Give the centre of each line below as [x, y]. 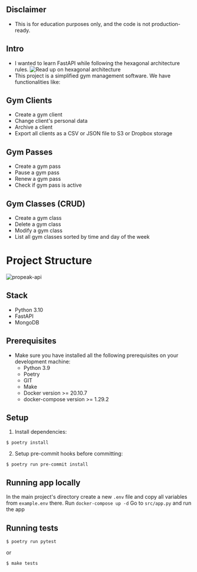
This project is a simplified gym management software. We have [93, 76]
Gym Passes [29, 152]
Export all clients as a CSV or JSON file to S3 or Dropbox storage [93, 134]
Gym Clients [29, 101]
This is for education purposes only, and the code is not [82, 24]
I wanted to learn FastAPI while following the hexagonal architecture [97, 63]
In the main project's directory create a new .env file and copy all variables [97, 497]
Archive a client [34, 127]
